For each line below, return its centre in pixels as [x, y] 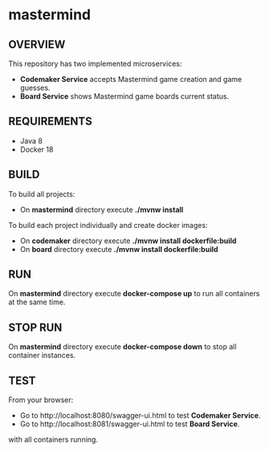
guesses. [35, 88]
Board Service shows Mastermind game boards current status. [124, 96]
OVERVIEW [37, 45]
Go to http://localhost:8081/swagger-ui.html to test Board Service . [130, 424]
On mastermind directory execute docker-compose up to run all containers [134, 294]
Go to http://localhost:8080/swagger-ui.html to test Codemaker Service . [140, 416]
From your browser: [41, 400]
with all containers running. [53, 440]
